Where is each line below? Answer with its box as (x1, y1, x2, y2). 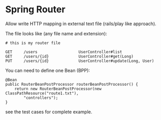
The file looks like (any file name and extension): (5, 30, 107, 36)
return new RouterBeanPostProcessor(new (14, 86, 102, 91)
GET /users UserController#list (5, 49, 123, 54)
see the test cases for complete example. (5, 109, 93, 115)
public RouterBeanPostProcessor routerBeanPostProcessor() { (5, 82, 139, 87)
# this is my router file (5, 40, 60, 46)
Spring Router (5, 4, 65, 15)
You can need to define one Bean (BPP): (5, 67, 90, 73)
